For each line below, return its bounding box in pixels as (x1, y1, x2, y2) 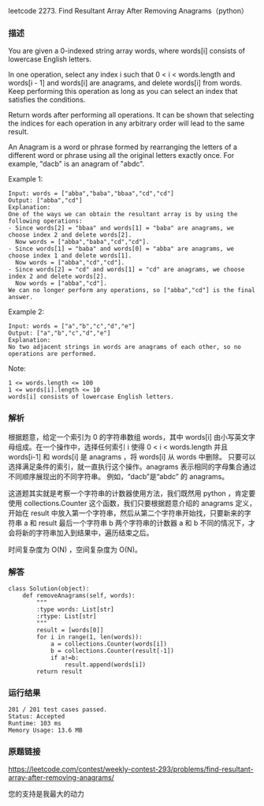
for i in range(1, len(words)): (36, 633, 143, 641)
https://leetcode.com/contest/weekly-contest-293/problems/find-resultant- (8, 764, 254, 774)
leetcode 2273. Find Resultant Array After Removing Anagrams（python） (8, 6, 248, 15)
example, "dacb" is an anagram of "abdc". (8, 159, 145, 169)
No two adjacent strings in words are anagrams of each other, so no (8, 343, 242, 351)
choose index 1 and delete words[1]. (8, 252, 132, 260)
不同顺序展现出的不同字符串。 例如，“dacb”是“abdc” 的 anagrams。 (8, 471, 229, 481)
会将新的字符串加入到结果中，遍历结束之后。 (8, 527, 154, 538)
